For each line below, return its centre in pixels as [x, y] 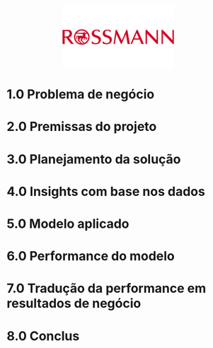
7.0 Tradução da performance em [106, 289]
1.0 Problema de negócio [81, 94]
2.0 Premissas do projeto [82, 127]
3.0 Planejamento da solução [94, 159]
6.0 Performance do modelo [91, 256]
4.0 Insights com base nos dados [106, 191]
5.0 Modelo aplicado [68, 224]
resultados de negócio [74, 304]
